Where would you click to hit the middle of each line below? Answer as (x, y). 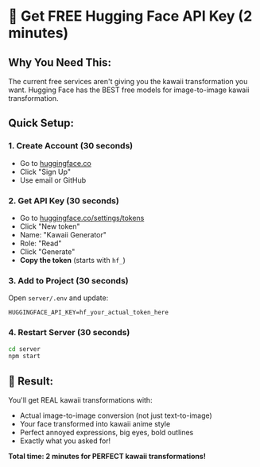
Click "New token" (50, 226)
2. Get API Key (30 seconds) (64, 200)
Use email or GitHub (52, 180)
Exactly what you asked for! (65, 441)
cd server (25, 349)
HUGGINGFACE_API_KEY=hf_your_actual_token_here (89, 313)
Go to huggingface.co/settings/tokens (82, 218)
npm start (25, 357)
